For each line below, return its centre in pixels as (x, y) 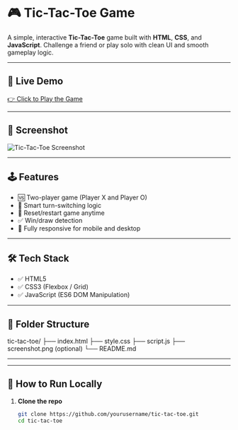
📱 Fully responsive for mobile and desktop (79, 228)
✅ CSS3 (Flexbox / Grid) (53, 287)
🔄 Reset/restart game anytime (61, 213)
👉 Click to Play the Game (45, 98)
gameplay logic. (31, 52)
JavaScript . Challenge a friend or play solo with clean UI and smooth (108, 45)
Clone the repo (40, 401)
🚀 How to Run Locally (55, 384)
